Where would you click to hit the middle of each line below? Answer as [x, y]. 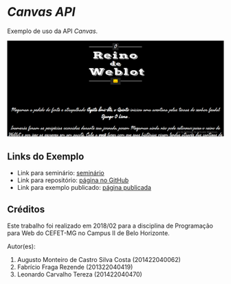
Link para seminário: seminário [60, 173]
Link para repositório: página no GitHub [73, 180]
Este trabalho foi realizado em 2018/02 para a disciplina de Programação [110, 226]
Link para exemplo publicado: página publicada [84, 188]
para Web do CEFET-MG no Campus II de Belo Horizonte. [88, 233]
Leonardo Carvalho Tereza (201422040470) [79, 274]
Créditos [26, 209]
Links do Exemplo [46, 156]
